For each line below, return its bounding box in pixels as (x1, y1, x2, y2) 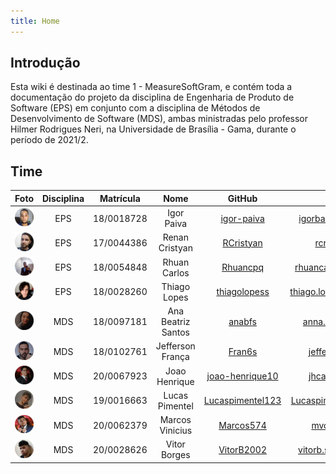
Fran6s (228, 345, 258, 357)
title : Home (10, 16, 60, 26)
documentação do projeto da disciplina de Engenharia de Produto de (10, 91, 295, 104)
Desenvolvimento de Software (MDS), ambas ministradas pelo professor (10, 113, 309, 125)
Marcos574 (218, 419, 267, 431)
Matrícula (99, 192, 141, 204)
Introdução (10, 55, 81, 72)
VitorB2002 (218, 443, 268, 455)
